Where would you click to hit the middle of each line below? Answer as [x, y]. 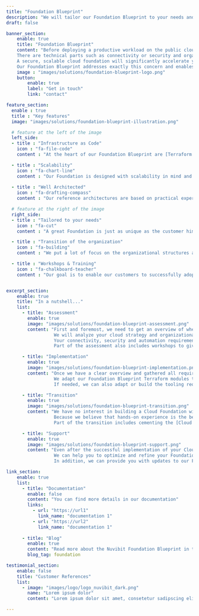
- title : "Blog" [42, 538]
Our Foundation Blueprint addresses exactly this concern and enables [106, 67]
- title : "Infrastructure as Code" [57, 143]
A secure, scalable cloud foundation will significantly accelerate [103, 61]
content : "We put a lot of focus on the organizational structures [103, 253]
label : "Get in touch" [55, 89]
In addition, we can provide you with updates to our [121, 461]
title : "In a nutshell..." [50, 302]
